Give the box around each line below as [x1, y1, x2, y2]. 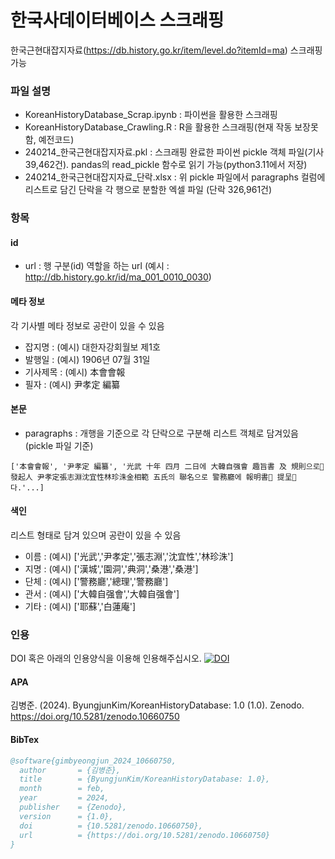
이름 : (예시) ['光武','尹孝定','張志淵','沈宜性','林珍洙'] [24, 550, 234, 562]
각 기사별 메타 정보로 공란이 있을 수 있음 [10, 319, 165, 331]
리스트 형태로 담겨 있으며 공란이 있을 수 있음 [10, 529, 182, 541]
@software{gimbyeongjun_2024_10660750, [10, 756, 177, 766]
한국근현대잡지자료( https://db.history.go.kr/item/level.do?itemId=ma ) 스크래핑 [10, 44, 323, 56]
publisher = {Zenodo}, [19, 802, 128, 813]
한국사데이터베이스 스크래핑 [10, 9, 225, 32]
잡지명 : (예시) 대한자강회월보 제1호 [24, 341, 161, 353]
